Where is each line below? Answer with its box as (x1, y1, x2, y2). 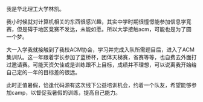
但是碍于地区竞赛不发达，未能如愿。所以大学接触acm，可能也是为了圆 (16, 26, 192, 33)
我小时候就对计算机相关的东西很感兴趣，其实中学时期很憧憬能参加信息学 (6, 18, 186, 25)
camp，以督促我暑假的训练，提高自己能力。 (11, 89, 121, 96)
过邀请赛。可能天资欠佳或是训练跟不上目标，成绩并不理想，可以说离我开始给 (6, 61, 197, 68)
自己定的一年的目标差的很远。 (6, 69, 80, 75)
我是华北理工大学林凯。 (6, 5, 65, 12)
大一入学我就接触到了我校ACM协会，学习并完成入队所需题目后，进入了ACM (6, 46, 195, 53)
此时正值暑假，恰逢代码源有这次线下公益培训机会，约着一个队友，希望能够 (6, 81, 192, 89)
